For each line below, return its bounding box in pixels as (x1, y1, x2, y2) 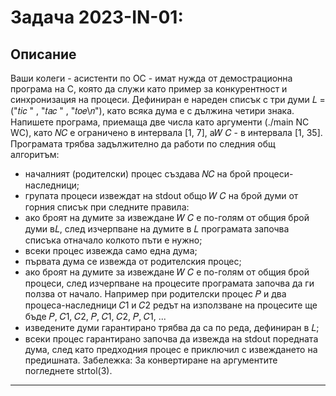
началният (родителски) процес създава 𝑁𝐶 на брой (24, 168, 252, 180)
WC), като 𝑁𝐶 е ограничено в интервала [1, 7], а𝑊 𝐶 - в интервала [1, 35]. (10, 127, 323, 138)
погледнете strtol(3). (24, 365, 113, 376)
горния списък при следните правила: (24, 201, 190, 213)
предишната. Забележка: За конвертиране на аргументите (24, 354, 278, 366)
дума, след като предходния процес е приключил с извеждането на (24, 344, 318, 355)
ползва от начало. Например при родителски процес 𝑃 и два (24, 288, 287, 300)
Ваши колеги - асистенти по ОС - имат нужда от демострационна (10, 72, 293, 84)
